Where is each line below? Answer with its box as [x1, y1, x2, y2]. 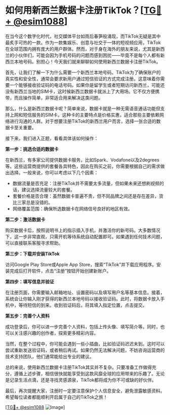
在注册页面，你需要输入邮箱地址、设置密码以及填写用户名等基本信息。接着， [5, 289, 165, 295]
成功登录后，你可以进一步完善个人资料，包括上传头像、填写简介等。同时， [5, 323, 160, 330]
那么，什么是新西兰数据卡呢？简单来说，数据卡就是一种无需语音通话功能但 [5, 105, 160, 112]
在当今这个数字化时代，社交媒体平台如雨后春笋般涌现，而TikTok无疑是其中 [5, 33, 161, 39]
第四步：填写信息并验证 [5, 279, 54, 285]
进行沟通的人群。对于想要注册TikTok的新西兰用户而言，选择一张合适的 [9, 118, 157, 124]
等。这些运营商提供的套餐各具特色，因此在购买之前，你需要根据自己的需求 [5, 163, 160, 169]
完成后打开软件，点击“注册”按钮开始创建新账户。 [9, 267, 111, 274]
